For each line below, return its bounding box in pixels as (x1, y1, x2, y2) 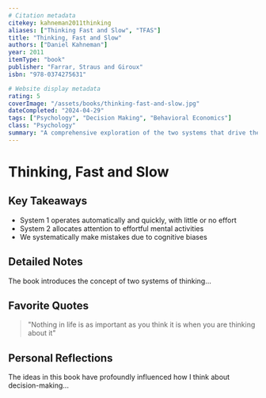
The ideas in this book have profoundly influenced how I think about (8, 373, 230, 382)
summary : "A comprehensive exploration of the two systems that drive (8, 129, 246, 137)
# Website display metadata (8, 85, 101, 93)
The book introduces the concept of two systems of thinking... (8, 276, 212, 286)
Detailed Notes (8, 255, 83, 269)
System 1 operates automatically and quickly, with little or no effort (19, 215, 237, 225)
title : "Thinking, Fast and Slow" (8, 33, 123, 42)
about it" (27, 328, 56, 338)
